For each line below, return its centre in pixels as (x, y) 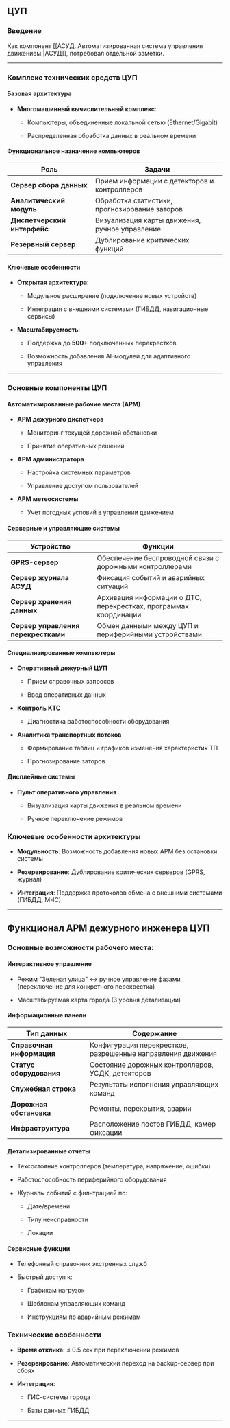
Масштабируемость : (49, 330)
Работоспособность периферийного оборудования (92, 1179)
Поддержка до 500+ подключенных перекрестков (102, 343)
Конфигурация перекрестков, (139, 1045)
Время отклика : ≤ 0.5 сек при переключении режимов (98, 1350)
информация (33, 1053)
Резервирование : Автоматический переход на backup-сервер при (115, 1363)
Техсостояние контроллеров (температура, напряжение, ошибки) (114, 1166)
